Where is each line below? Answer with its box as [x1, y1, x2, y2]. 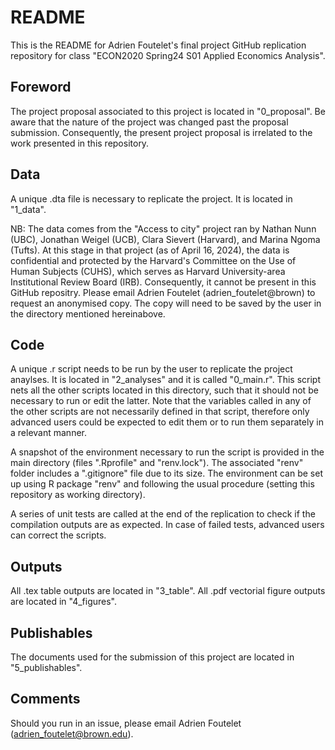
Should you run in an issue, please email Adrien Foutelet [10, 717, 242, 729]
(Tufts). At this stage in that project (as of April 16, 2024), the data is [10, 244, 290, 256]
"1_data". [10, 203, 47, 215]
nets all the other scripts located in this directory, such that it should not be [10, 384, 319, 396]
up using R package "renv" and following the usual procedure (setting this [10, 478, 315, 490]
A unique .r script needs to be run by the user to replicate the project [10, 363, 293, 375]
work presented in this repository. [10, 137, 150, 149]
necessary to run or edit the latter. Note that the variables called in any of [10, 395, 312, 407]
